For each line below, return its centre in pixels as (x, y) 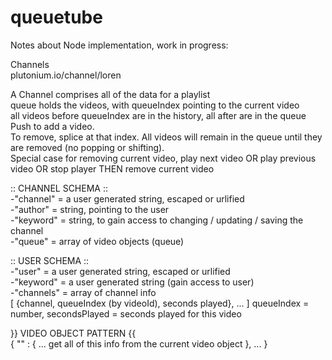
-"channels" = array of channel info (83, 292)
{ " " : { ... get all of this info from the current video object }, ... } (139, 343)
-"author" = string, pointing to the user (90, 209)
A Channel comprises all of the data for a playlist (110, 94)
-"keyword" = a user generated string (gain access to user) (132, 282)
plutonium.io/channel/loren (66, 75)
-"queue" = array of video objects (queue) (97, 241)
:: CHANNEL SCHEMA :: (59, 188)
